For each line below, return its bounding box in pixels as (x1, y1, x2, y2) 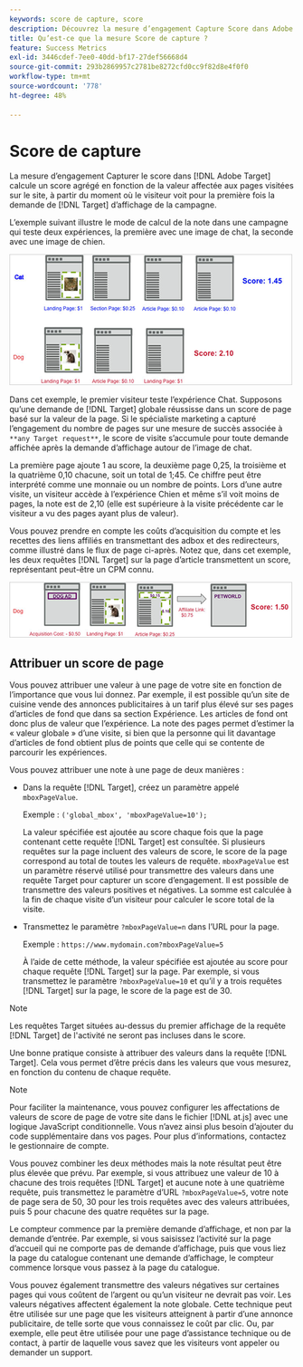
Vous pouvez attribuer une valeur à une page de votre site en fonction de (9, 679, 282, 690)
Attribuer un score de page (9, 655, 165, 670)
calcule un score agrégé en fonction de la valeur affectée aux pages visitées (9, 180, 294, 191)
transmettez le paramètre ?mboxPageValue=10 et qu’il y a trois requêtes (22, 976, 282, 987)
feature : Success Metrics (9, 43, 107, 53)
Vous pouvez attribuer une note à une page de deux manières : (9, 765, 244, 775)
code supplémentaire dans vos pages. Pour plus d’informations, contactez (9, 1131, 287, 1141)
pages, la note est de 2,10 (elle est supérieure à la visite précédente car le (9, 498, 284, 509)
